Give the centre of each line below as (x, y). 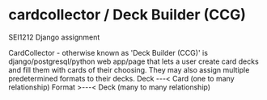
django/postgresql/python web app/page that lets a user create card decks (133, 61)
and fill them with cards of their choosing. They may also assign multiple (129, 69)
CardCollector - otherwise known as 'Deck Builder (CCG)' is (108, 52)
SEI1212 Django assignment (54, 37)
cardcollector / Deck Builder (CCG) (127, 15)
